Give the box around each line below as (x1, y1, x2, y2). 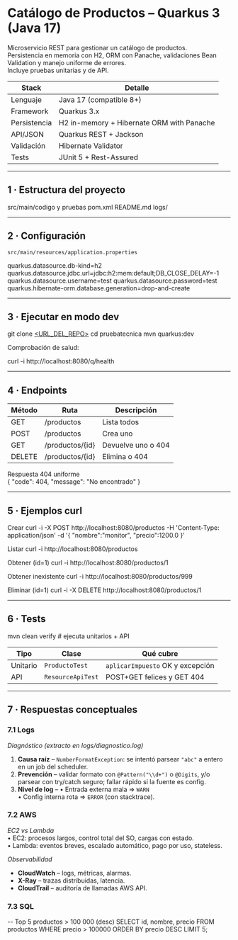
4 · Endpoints (7, 384, 67, 396)
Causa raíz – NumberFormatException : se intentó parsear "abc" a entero (17, 754, 223, 763)
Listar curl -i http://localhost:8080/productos (7, 545, 138, 553)
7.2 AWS (7, 810, 37, 820)
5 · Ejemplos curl (7, 504, 83, 516)
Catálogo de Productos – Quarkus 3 (7, 5, 220, 21)
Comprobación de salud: (7, 344, 79, 352)
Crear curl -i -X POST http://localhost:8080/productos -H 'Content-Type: (7, 523, 220, 532)
